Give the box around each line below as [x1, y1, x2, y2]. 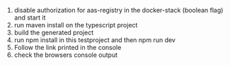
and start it [13, 13, 46, 22]
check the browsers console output [13, 51, 118, 59]
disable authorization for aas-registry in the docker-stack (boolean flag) [13, 6, 224, 14]
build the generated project [13, 28, 94, 37]
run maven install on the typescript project [13, 21, 138, 29]
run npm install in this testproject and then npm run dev [13, 36, 176, 44]
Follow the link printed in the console [13, 44, 122, 51]
